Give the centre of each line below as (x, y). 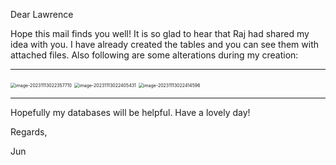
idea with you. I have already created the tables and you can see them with (165, 44)
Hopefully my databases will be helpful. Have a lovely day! (130, 112)
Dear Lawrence (42, 14)
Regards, (29, 132)
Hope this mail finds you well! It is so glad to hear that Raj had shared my (160, 33)
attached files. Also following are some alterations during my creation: (154, 55)
